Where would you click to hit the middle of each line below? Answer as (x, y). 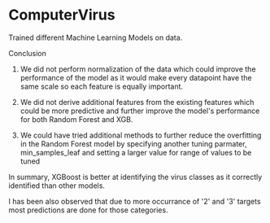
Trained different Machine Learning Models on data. (96, 37)
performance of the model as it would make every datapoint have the (136, 77)
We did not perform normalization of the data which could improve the (138, 69)
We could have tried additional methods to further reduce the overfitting (141, 135)
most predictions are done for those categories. (88, 210)
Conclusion (28, 53)
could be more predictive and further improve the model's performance (140, 111)
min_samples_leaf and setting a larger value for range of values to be (136, 152)
